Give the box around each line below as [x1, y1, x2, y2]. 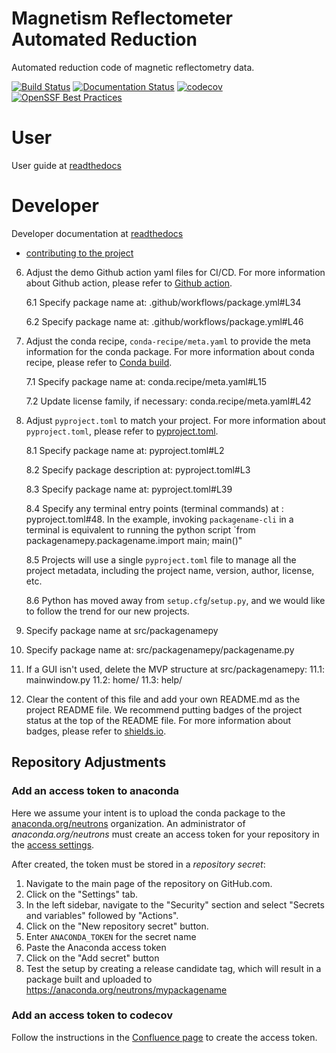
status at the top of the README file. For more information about [25, 714, 292, 726]
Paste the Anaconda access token [25, 941, 167, 953]
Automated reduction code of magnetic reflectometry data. [11, 61, 255, 73]
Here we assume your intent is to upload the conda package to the [11, 807, 286, 819]
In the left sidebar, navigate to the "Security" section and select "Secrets [25, 898, 325, 911]
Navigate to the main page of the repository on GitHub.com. [25, 877, 273, 889]
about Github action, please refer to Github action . [25, 277, 233, 289]
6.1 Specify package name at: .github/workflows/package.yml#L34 [25, 296, 302, 308]
